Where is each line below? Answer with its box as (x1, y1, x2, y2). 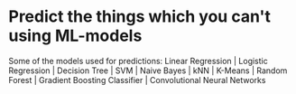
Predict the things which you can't (8, 6, 272, 27)
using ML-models (8, 25, 143, 46)
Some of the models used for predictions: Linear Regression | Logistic (8, 55, 268, 66)
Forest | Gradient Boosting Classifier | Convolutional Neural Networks (8, 74, 266, 85)
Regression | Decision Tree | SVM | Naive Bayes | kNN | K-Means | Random (8, 65, 288, 76)
